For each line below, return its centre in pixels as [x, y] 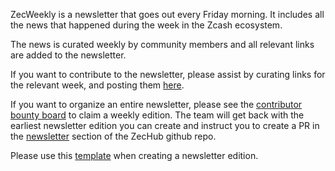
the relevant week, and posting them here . [97, 85]
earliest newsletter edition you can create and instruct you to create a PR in [165, 125]
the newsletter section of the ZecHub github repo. [113, 136]
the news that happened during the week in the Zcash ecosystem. [146, 25]
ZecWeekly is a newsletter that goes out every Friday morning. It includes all [167, 14]
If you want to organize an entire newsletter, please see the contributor [156, 104]
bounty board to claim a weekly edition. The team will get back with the [157, 115]
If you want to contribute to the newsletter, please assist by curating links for [168, 74]
